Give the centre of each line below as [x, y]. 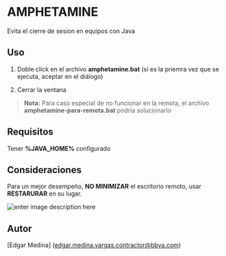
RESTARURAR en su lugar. [45, 194]
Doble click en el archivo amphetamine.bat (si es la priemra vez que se [118, 69]
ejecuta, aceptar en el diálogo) [60, 76]
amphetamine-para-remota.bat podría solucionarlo [98, 110]
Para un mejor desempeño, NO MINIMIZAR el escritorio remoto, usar [104, 187]
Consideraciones [45, 170]
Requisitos [30, 132]
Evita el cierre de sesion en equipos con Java [71, 31]
